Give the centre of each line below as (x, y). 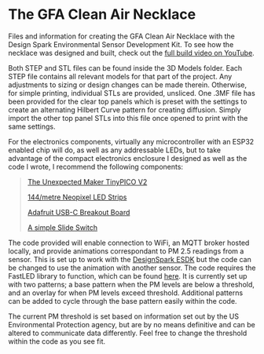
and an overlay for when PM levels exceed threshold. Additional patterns (126, 293)
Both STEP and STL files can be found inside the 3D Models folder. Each (125, 68)
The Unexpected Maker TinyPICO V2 (87, 181)
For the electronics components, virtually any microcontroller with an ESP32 (131, 141)
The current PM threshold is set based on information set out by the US (124, 316)
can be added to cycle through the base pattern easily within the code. (123, 301)
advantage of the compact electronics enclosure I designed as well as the (128, 158)
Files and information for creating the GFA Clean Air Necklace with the (122, 36)
